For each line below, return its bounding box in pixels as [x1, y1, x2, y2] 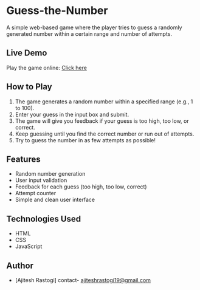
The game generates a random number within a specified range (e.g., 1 [15, 98, 193, 105]
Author [6, 260, 33, 271]
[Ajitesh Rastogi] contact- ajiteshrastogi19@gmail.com [15, 277, 151, 283]
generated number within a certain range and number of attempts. [6, 30, 172, 37]
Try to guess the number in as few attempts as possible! [15, 136, 156, 143]
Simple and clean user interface [15, 196, 95, 204]
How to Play [6, 81, 53, 92]
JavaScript [15, 243, 43, 250]
